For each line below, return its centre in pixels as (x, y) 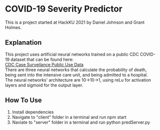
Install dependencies (33, 112)
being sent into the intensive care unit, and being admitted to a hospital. (77, 75)
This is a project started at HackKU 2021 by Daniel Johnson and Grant (75, 22)
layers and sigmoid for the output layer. (44, 85)
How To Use (24, 100)
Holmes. (13, 27)
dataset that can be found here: (42, 59)
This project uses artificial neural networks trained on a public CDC (72, 54)
